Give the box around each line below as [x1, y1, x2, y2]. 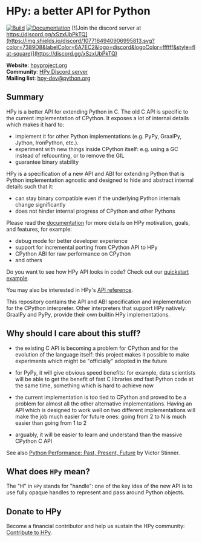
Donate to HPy [6, 506, 62, 517]
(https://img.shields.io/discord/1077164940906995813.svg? [6, 37, 155, 44]
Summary [6, 92, 44, 102]
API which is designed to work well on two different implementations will [15, 406, 195, 413]
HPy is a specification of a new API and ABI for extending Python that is [6, 170, 184, 177]
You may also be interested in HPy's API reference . [6, 286, 133, 294]
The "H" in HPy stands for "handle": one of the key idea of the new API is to [6, 482, 192, 490]
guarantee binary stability [15, 158, 79, 166]
